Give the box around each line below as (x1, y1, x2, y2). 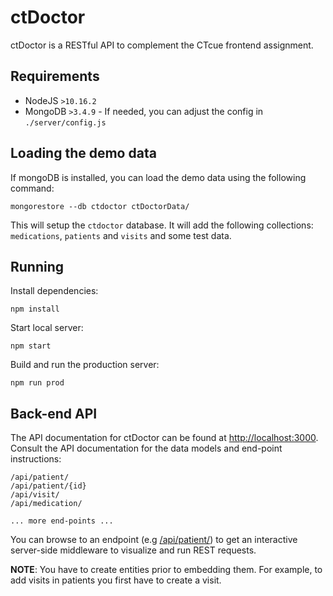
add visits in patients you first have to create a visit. (10, 574, 222, 586)
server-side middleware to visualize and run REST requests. (10, 544, 257, 556)
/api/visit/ (10, 490, 60, 500)
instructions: (10, 453, 62, 465)
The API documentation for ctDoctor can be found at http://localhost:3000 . (10, 432, 319, 444)
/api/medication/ (10, 499, 83, 509)
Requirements (10, 68, 100, 85)
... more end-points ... (10, 516, 114, 526)
